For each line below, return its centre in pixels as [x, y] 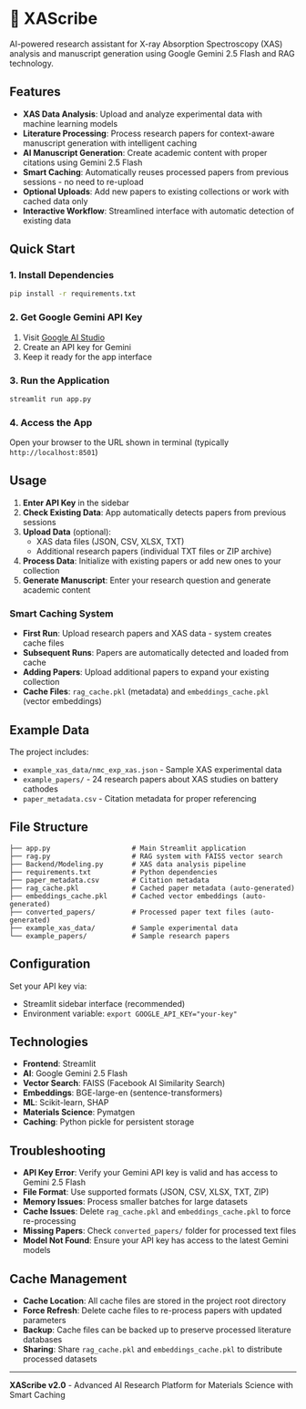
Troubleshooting [58, 1150]
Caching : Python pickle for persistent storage [108, 1122]
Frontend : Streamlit [59, 1064]
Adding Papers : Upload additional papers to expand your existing [146, 672]
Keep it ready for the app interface [87, 357]
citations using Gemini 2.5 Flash [82, 162]
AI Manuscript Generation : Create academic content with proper [145, 152]
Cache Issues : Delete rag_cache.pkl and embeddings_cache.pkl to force [157, 1211]
